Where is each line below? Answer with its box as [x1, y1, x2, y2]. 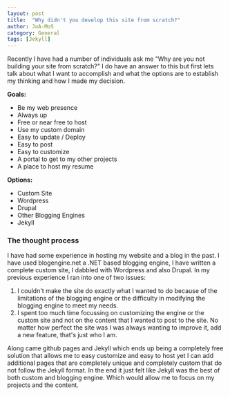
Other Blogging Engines [17, 211, 85, 220]
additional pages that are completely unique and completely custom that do [7, 359, 222, 367]
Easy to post [17, 140, 53, 149]
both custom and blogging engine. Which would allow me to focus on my [7, 374, 215, 382]
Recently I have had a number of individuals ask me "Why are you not [7, 55, 205, 63]
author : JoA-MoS [7, 23, 54, 30]
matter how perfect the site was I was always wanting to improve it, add [17, 323, 222, 332]
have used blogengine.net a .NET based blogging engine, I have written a [7, 258, 216, 267]
